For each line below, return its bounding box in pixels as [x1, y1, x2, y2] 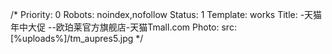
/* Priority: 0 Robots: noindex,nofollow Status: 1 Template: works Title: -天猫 [10, 9, 323, 20]
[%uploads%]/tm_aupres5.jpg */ [10, 33, 144, 44]
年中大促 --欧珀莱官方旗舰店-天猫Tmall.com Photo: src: [10, 21, 237, 33]
